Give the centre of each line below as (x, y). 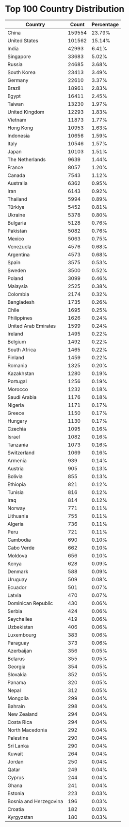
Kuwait (15, 753)
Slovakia (17, 674)
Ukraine (16, 215)
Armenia (17, 460)
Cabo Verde (21, 548)
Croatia (16, 809)
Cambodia (19, 540)
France (15, 167)
